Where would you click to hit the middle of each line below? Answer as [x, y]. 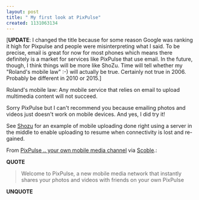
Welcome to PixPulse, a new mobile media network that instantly [101, 174]
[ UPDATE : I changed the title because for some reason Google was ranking [99, 40]
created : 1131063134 [32, 23]
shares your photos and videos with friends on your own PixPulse [103, 180]
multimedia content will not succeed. [52, 96]
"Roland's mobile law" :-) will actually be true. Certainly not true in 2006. [96, 72]
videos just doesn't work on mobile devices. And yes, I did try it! [86, 114]
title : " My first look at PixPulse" [54, 17]
